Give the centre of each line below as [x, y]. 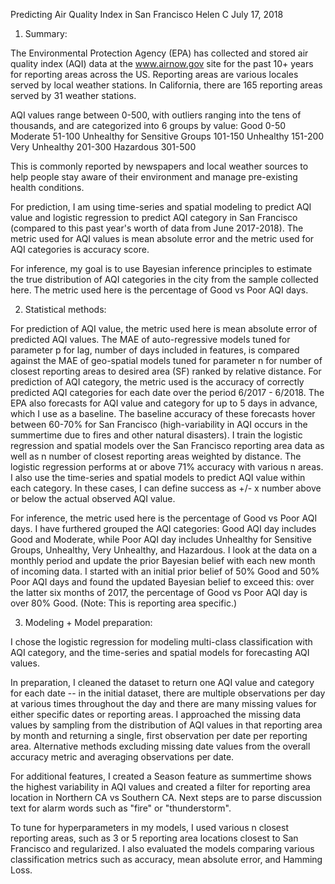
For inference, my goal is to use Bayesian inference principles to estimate [161, 268]
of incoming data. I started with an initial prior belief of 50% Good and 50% [165, 571]
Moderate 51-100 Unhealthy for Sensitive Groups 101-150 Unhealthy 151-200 [167, 136]
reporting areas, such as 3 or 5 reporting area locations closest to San [154, 838]
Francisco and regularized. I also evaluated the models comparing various [162, 848]
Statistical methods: [65, 309]
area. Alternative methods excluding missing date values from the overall [160, 746]
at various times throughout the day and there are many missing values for [163, 703]
